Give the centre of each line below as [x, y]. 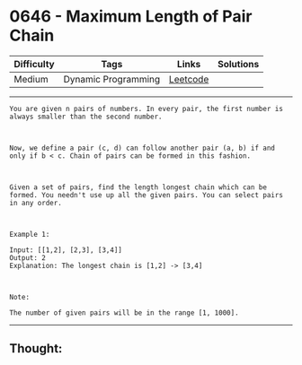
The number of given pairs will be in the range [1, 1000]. [124, 313]
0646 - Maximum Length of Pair [131, 17]
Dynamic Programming [112, 79]
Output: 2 [28, 257]
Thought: [36, 348]
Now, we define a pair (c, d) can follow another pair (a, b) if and [142, 148]
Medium [31, 79]
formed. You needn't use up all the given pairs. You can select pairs [146, 195]
